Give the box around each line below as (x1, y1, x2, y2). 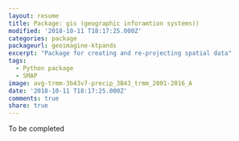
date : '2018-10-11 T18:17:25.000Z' (8, 86, 128, 95)
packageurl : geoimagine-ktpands (8, 42, 117, 50)
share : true (8, 102, 48, 110)
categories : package (8, 34, 78, 43)
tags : (8, 57, 27, 65)
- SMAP (15, 72, 38, 80)
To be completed (8, 124, 64, 134)
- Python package (15, 64, 74, 73)
